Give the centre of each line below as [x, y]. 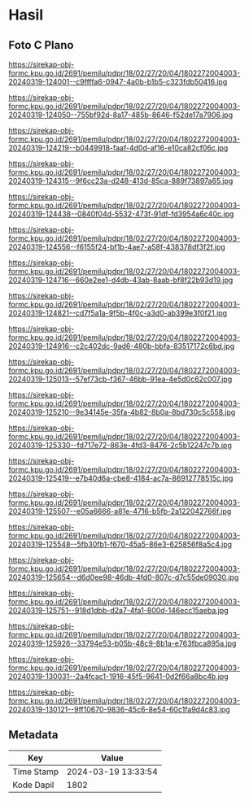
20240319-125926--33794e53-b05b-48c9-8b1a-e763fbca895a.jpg [122, 643]
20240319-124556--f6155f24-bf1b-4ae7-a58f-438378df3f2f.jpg [117, 247]
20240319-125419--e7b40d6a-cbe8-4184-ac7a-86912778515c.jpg [121, 478]
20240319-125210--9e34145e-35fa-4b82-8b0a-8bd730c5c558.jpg [122, 412]
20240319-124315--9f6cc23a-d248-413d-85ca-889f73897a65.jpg [121, 181]
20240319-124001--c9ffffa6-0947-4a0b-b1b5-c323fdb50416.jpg [118, 82]
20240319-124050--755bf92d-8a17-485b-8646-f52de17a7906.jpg [121, 115]
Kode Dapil [33, 785]
